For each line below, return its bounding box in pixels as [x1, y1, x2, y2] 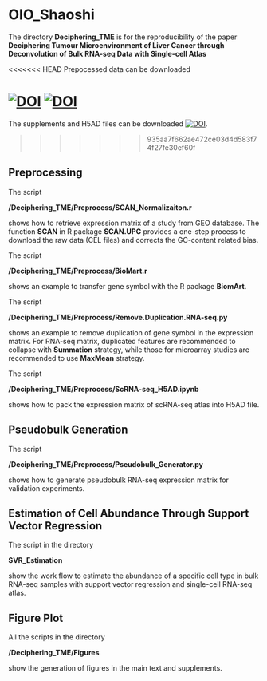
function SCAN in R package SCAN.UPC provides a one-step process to [8, 226, 246, 236]
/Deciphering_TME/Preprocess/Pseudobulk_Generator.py [8, 459, 203, 469]
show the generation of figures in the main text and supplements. [8, 663, 223, 673]
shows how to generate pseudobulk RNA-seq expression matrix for [8, 475, 230, 485]
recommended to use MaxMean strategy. [8, 353, 145, 362]
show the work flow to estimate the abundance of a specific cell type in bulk [8, 571, 259, 580]
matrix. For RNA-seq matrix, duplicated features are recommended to [8, 336, 237, 346]
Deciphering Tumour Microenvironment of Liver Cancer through [8, 40, 225, 49]
